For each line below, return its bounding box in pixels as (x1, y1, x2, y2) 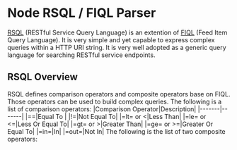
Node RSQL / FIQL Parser (7, 5, 156, 21)
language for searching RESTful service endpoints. (7, 51, 156, 59)
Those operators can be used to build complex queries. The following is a (7, 97, 222, 106)
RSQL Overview (7, 71, 78, 83)
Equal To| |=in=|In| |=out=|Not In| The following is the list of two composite (7, 127, 226, 135)
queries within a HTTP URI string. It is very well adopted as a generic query (7, 43, 226, 51)
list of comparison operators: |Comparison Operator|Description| (7, 104, 197, 113)
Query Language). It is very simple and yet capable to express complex (7, 35, 215, 44)
